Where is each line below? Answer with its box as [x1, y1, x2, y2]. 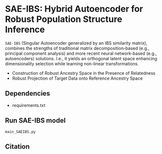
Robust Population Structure [5, 14, 123, 25]
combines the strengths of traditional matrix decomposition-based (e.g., [5, 45, 150, 51]
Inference [5, 24, 45, 35]
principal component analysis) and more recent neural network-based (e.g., [5, 50, 157, 56]
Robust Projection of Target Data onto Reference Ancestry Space [12, 75, 143, 81]
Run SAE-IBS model [5, 117, 66, 125]
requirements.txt [12, 102, 46, 108]
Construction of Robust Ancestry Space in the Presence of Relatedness [12, 70, 156, 76]
